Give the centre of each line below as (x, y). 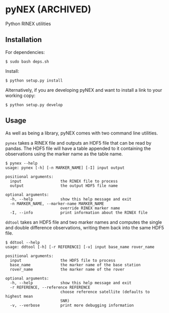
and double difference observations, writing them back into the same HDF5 (85, 227)
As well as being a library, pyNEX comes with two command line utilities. (82, 133)
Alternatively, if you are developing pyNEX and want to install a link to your (84, 90)
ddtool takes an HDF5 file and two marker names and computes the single (84, 222)
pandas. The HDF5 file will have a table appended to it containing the (78, 148)
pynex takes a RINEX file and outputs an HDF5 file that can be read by (78, 143)
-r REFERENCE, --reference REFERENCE (50, 287)
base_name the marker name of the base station (75, 265)
